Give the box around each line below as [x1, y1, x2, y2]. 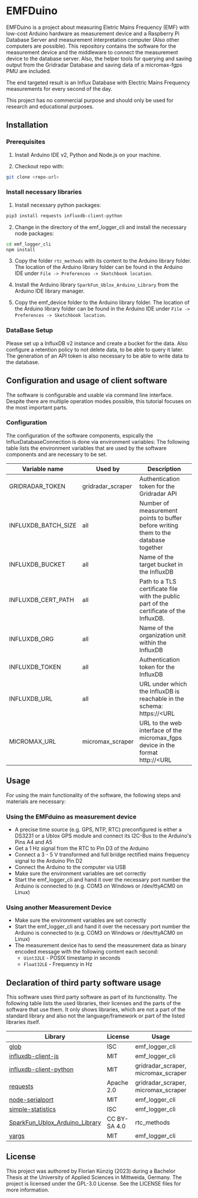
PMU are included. [6, 67, 51, 74]
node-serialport [9, 1096, 54, 1104]
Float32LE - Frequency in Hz [23, 961, 93, 968]
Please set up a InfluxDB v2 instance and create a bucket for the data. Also [6, 339, 188, 346]
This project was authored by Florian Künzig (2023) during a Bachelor [6, 1167, 176, 1174]
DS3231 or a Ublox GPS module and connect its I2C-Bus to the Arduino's [14, 832, 192, 839]
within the [139, 639, 167, 647]
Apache [107, 1079, 128, 1087]
